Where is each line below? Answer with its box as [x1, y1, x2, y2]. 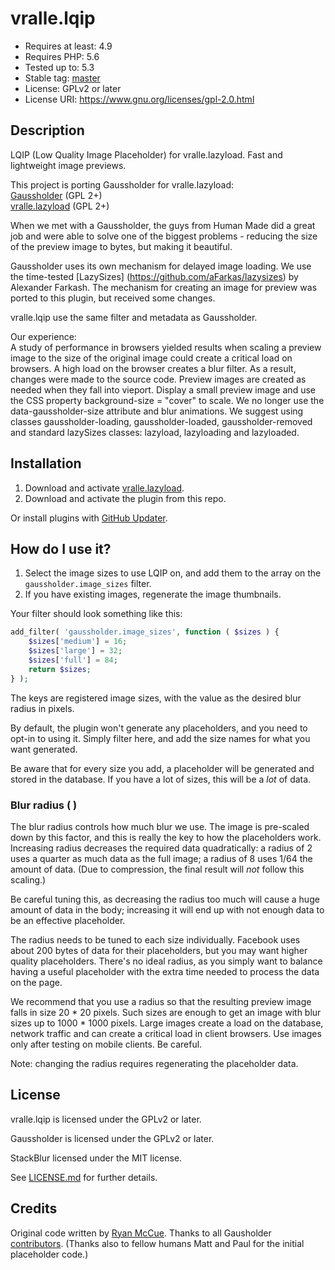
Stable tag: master [24, 72, 101, 84]
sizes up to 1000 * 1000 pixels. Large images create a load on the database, [10, 1017, 324, 1029]
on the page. [10, 976, 63, 988]
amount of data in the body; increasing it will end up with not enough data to [10, 903, 325, 916]
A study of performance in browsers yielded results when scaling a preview [10, 341, 322, 353]
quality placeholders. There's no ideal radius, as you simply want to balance [10, 955, 323, 967]
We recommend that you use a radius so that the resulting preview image [10, 995, 312, 1007]
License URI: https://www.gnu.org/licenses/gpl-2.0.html [24, 93, 255, 105]
